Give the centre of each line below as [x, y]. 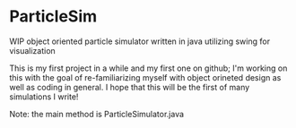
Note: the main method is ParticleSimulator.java [97, 114]
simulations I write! [44, 97]
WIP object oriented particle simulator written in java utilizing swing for [140, 41]
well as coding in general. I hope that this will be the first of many [130, 87]
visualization [32, 50]
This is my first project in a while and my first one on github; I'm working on [148, 68]
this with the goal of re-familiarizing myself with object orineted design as [145, 77]
